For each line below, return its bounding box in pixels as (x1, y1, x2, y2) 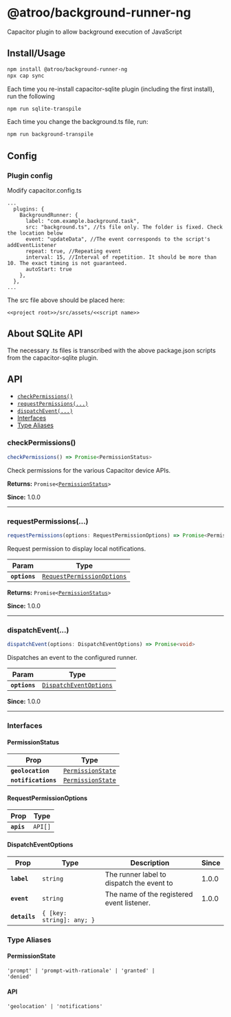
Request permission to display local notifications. (7, 544, 146, 553)
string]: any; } (42, 916, 96, 923)
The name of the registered (104, 889, 193, 899)
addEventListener (7, 242, 57, 248)
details (10, 912, 36, 920)
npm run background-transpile (7, 131, 94, 138)
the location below (7, 229, 63, 237)
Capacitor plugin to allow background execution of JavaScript (7, 28, 182, 36)
